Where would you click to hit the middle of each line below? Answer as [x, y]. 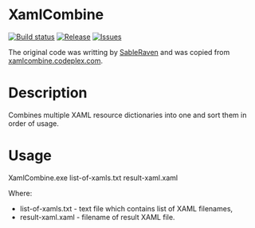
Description [48, 93]
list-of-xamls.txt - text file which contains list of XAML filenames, [126, 208]
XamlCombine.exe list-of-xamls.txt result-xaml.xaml [93, 178]
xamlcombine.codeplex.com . [56, 61]
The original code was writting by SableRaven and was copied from [119, 52]
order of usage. [34, 123]
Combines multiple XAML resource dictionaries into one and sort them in [127, 115]
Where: [20, 193]
